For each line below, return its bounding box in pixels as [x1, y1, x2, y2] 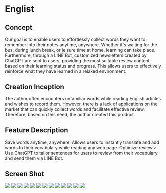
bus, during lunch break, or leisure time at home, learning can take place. [5, 47, 156, 53]
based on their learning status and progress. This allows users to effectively [5, 63, 161, 69]
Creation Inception [5, 83, 65, 91]
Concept [5, 23, 33, 32]
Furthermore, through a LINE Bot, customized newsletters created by [5, 52, 147, 58]
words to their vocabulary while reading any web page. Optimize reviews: [5, 144, 156, 150]
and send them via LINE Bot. [5, 155, 63, 161]
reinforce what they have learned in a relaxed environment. [5, 68, 126, 74]
